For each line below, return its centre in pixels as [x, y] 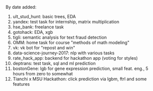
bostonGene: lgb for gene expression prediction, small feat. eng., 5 [80, 68]
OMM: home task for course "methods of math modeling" [71, 43]
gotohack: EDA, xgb [33, 32]
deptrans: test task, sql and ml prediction [54, 63]
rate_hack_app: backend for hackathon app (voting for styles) [75, 58]
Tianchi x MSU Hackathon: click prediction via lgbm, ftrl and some [80, 79]
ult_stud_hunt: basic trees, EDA [44, 16]
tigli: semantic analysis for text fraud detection [60, 37]
